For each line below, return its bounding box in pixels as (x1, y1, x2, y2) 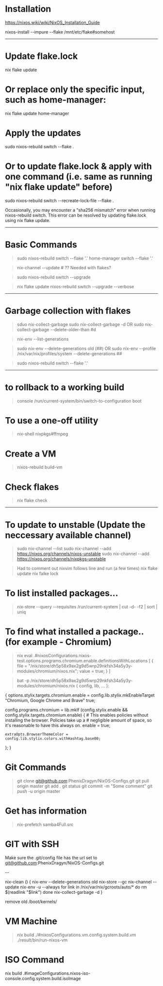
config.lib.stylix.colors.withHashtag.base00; (5, 736, 101, 741)
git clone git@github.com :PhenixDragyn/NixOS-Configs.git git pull (16, 778, 149, 784)
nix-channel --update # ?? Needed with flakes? (16, 264, 112, 270)
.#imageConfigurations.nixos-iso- (23, 970, 91, 976)
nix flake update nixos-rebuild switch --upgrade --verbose (16, 283, 134, 289)
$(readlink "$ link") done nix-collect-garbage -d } (5, 889, 103, 895)
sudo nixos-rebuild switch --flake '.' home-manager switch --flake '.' (16, 255, 154, 261)
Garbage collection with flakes (5, 305, 131, 316)
